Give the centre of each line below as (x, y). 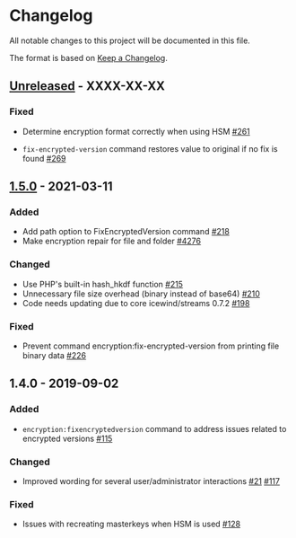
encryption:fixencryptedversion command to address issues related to (154, 428)
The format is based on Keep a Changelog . (88, 57)
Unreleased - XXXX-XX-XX (87, 86)
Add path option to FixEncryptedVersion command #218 (126, 232)
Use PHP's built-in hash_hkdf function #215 (103, 284)
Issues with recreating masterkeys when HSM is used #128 (131, 524)
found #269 (44, 158)
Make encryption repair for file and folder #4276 (112, 241)
